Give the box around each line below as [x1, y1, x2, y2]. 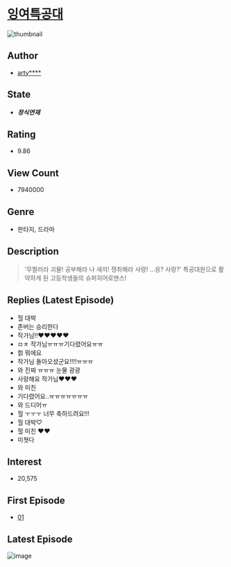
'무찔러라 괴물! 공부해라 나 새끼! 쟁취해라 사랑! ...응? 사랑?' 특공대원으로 [24, 265, 217, 273]
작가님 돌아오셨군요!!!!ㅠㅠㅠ [17, 357, 94, 365]
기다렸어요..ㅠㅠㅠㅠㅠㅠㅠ [17, 392, 89, 400]
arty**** [17, 68, 42, 77]
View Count [7, 167, 59, 179]
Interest [7, 456, 42, 468]
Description [7, 246, 59, 257]
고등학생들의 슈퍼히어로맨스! [50, 273, 127, 282]
